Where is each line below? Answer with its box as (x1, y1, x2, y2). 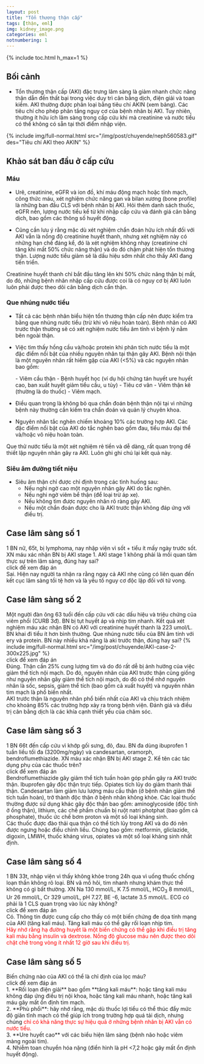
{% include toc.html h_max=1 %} (6, 54, 88, 61)
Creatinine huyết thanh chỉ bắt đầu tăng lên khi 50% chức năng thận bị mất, (6, 270, 196, 277)
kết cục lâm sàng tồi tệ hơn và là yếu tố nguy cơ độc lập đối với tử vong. (6, 577, 187, 584)
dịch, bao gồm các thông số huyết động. (15, 214, 118, 221)
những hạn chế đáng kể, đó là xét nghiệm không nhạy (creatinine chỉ (15, 239, 188, 246)
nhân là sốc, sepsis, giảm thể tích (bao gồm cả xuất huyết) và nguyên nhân (6, 682, 195, 689)
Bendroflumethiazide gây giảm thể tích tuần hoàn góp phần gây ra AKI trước (6, 774, 197, 781)
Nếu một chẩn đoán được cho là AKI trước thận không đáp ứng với (24, 504, 191, 512)
